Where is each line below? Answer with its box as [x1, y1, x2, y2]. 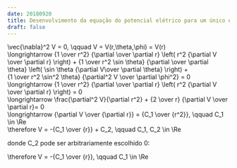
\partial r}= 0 [7, 103, 44, 112]
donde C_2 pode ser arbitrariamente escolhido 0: [7, 139, 150, 148]
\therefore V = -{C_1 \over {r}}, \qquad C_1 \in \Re [7, 152, 149, 161]
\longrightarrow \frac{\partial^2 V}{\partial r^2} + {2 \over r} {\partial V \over [7, 95, 228, 104]
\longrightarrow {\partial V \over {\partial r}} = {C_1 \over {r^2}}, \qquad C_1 [7, 110, 224, 119]
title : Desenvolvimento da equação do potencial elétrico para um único [7, 17, 226, 24]
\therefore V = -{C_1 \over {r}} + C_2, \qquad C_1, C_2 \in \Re [7, 125, 182, 134]
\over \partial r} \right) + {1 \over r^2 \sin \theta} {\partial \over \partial [7, 58, 209, 66]
